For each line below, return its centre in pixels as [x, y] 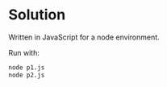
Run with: [24, 52]
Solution [37, 15]
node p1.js [27, 67]
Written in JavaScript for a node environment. [84, 37]
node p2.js [27, 75]
